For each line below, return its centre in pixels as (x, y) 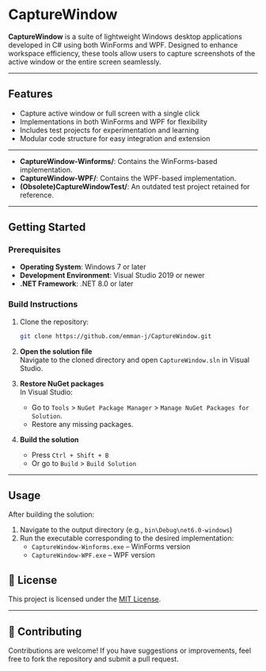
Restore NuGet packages (62, 383)
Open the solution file (56, 351)
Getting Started (47, 227)
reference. (36, 195)
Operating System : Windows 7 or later (83, 267)
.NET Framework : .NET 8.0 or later (76, 284)
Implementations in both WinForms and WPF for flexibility (113, 121)
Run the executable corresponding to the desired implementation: (127, 538)
